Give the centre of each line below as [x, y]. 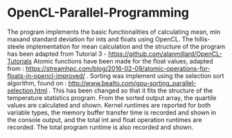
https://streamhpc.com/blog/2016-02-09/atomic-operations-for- [118, 68]
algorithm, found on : [37, 83]
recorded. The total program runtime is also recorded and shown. [100, 127]
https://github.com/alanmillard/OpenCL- [165, 54]
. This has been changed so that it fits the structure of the [131, 90]
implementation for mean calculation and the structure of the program [126, 46]
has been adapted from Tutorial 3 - [57, 54]
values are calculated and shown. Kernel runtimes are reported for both [109, 105]
